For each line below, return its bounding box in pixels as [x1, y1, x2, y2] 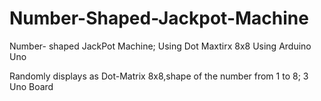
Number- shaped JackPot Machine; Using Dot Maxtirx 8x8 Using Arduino [9, 40, 312, 52]
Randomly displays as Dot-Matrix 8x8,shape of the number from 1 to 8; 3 [9, 70, 309, 82]
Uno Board [9, 80, 54, 92]
